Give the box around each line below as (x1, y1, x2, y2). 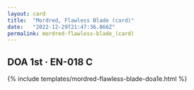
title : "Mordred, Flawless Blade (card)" (7, 17, 135, 24)
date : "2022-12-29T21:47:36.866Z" (7, 23, 115, 30)
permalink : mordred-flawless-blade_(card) (7, 30, 135, 37)
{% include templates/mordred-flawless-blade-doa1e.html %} (7, 75, 188, 83)
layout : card (7, 10, 46, 18)
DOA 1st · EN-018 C (7, 56, 93, 67)
